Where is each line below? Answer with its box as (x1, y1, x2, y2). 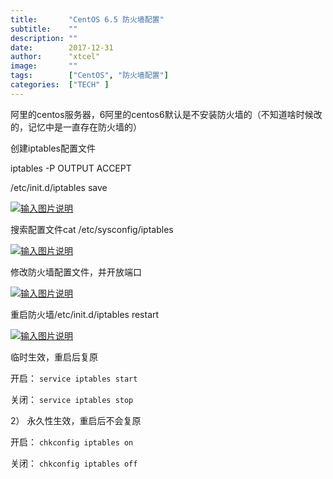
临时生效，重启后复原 (10, 351, 98, 363)
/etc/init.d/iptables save (10, 181, 108, 193)
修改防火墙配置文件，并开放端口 (10, 266, 142, 278)
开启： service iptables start (10, 372, 138, 384)
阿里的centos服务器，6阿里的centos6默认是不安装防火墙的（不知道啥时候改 (10, 108, 323, 120)
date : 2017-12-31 (10, 42, 114, 53)
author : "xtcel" (10, 52, 101, 62)
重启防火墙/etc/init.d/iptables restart (10, 308, 160, 320)
